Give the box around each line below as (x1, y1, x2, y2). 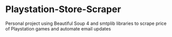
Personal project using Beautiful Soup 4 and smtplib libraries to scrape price (5, 20, 167, 26)
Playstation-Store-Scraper (5, 4, 122, 15)
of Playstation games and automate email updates (5, 25, 111, 31)
